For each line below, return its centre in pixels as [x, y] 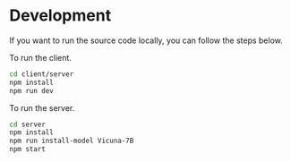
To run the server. [42, 107]
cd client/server [42, 74]
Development [60, 16]
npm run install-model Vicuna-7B [72, 141]
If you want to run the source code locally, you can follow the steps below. [146, 40]
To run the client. [40, 57]
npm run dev [31, 90]
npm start [28, 149]
